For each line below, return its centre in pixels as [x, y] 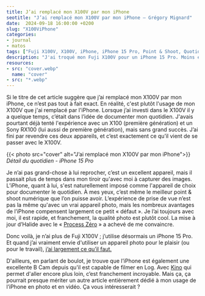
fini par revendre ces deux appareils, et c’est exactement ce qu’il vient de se [102, 136]
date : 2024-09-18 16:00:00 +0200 [50, 23]
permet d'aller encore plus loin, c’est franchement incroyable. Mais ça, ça [99, 274]
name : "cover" [30, 74]
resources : [20, 63]
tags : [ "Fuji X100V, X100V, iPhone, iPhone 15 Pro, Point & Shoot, [94, 52]
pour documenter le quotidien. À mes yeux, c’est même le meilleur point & [99, 192]
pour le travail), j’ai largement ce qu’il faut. [59, 249]
